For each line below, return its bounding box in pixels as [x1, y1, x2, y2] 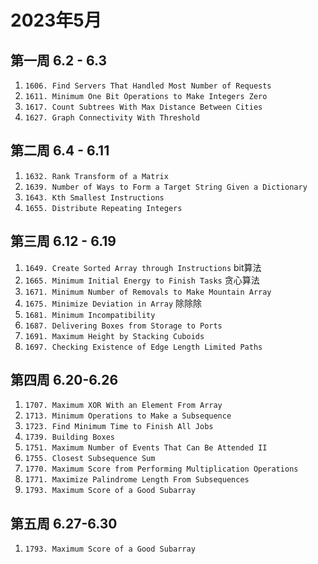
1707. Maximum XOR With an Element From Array [24, 401, 223, 411]
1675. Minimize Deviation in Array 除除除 [24, 297, 202, 309]
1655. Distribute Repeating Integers [24, 203, 183, 213]
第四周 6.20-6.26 [10, 372, 119, 389]
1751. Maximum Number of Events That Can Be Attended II [24, 443, 268, 453]
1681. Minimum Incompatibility [24, 310, 156, 320]
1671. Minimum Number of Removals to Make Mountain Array [24, 287, 272, 297]
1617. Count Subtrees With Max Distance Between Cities [24, 102, 263, 112]
